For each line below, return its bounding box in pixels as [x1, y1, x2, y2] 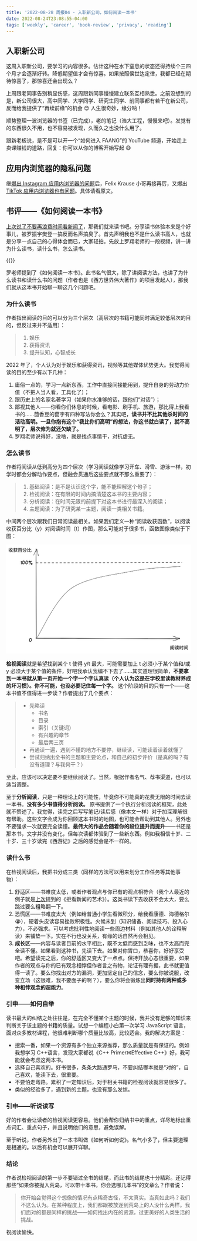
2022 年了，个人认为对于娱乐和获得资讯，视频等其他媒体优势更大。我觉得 [6, 361, 185, 369]
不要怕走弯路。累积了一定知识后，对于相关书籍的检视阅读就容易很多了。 [14, 1078, 189, 1086]
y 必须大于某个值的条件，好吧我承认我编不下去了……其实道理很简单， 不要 [6, 668, 184, 675]
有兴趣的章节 [38, 732, 69, 739]
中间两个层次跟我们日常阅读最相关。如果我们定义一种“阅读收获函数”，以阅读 [6, 518, 191, 525]
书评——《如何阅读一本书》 [6, 206, 107, 216]
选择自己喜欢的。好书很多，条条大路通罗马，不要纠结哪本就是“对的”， [14, 1063, 184, 1071]
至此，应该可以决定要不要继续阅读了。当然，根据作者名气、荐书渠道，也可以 [6, 774, 191, 781]
